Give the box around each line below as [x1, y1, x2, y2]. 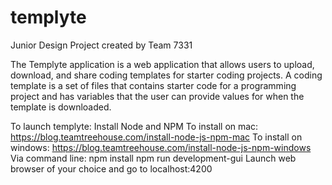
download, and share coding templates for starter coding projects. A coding [10, 69, 323, 81]
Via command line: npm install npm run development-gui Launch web [10, 152, 297, 164]
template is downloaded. [10, 101, 112, 113]
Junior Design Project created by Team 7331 [10, 39, 193, 51]
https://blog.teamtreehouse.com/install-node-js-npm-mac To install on [10, 131, 303, 143]
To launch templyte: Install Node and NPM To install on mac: [10, 120, 259, 132]
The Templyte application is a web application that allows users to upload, [10, 58, 315, 70]
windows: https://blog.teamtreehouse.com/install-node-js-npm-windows [10, 141, 312, 153]
